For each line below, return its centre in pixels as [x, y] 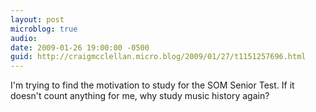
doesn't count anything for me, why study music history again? [140, 96]
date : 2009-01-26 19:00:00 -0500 [80, 47]
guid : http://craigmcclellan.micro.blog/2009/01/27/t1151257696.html [158, 57]
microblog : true [44, 29]
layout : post [37, 19]
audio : [24, 38]
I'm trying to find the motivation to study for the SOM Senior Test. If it [152, 85]
